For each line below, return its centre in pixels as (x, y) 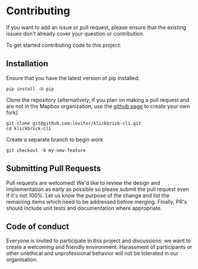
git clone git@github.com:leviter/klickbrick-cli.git (74, 123)
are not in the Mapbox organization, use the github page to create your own (98, 106)
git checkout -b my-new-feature (46, 150)
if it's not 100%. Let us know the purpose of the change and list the (88, 195)
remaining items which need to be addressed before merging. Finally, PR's (97, 201)
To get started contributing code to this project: (64, 45)
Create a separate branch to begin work (55, 139)
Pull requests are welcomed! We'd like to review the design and (83, 182)
